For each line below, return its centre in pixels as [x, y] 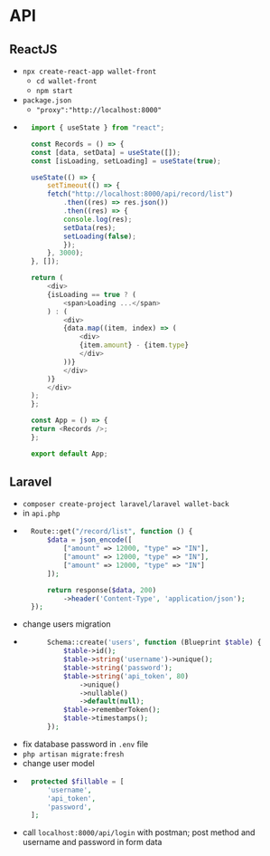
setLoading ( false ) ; [100, 236]
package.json [47, 101]
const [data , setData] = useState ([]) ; [106, 152]
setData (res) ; [89, 227]
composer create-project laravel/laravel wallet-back [126, 505]
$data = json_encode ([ [89, 540]
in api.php [41, 514]
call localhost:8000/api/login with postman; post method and [139, 832]
